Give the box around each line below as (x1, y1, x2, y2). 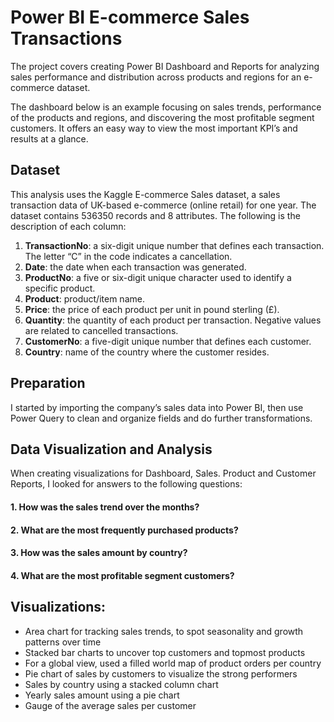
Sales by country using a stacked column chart (24, 678, 219, 690)
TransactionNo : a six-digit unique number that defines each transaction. (24, 239, 325, 251)
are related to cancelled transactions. (24, 324, 179, 336)
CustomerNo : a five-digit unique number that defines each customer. (24, 335, 312, 347)
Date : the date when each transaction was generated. (24, 261, 247, 273)
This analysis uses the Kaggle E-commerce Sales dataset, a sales (10, 188, 281, 200)
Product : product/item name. (24, 292, 145, 305)
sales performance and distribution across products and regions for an (10, 71, 302, 83)
